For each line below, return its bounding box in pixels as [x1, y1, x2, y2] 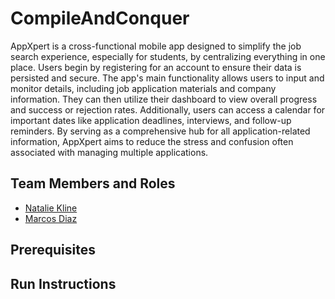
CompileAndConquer [10, 7, 190, 30]
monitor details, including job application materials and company [10, 82, 277, 94]
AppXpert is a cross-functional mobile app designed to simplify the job [10, 40, 302, 52]
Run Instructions [10, 275, 117, 292]
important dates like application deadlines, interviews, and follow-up [10, 114, 292, 126]
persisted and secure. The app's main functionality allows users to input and [10, 72, 325, 84]
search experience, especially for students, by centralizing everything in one [10, 50, 326, 62]
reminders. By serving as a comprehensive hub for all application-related [10, 125, 311, 137]
